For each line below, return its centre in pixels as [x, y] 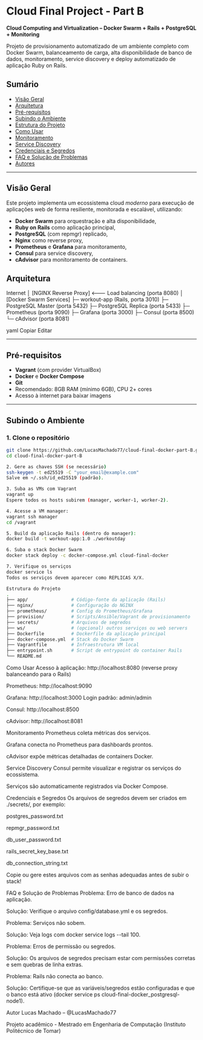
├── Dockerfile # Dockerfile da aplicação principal [86, 634]
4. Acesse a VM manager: [37, 511]
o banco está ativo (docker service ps [53, 994]
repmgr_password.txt [33, 828]
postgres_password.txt [35, 816]
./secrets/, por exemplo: [36, 804]
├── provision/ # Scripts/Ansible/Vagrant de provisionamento [98, 617]
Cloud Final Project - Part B [75, 11]
